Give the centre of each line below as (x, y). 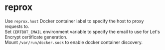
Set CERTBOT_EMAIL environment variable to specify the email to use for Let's (82, 31)
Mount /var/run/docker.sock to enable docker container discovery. (74, 42)
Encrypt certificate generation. (36, 37)
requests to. (17, 26)
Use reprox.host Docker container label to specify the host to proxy (74, 21)
